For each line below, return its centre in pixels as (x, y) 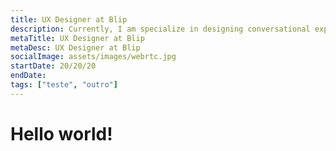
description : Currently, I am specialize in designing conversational (160, 29)
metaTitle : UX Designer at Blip (77, 38)
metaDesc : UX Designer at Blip (75, 47)
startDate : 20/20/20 (53, 66)
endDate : (28, 76)
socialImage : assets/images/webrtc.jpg (93, 57)
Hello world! (61, 133)
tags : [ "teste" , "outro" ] (64, 85)
